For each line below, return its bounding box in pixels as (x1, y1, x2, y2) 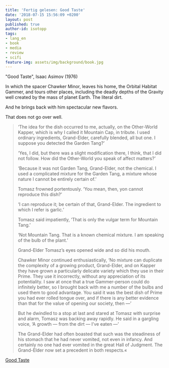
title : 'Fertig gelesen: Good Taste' (5, 7, 86, 13)
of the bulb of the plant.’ (17, 238, 69, 244)
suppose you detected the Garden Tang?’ (17, 140, 105, 146)
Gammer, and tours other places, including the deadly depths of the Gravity (5, 89, 164, 95)
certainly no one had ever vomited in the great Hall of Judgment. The (17, 342, 163, 348)
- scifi (5, 55, 22, 60)
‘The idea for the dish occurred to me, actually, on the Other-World (17, 124, 158, 130)
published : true (5, 21, 40, 27)
